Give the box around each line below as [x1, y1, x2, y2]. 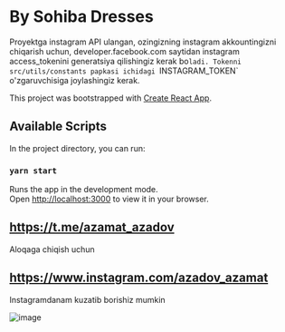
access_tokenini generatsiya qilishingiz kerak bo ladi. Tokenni [9, 55, 242, 66]
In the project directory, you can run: [9, 142, 146, 153]
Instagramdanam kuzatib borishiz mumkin [9, 294, 166, 305]
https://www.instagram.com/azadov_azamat [9, 270, 269, 286]
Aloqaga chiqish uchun [9, 243, 95, 255]
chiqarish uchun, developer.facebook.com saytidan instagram [9, 45, 240, 56]
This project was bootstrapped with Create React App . [9, 93, 213, 103]
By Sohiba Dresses [9, 6, 154, 27]
